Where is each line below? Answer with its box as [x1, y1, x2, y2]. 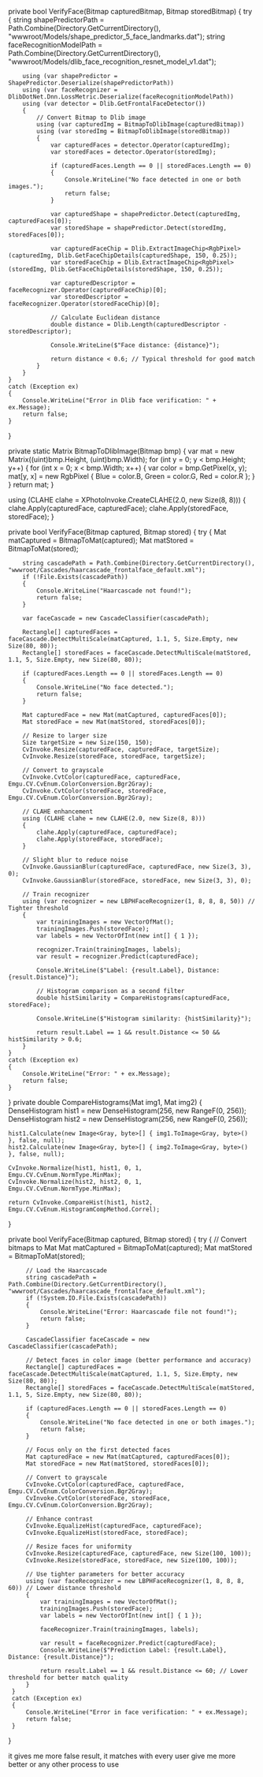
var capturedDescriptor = [50, 279, 135, 287]
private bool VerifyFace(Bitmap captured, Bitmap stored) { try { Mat [8, 528, 227, 536]
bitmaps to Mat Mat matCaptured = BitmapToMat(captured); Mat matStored [8, 1243, 253, 1252]
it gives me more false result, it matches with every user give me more [8, 1751, 236, 1760]
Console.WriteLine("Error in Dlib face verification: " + [22, 397, 217, 405]
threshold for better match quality [8, 1674, 128, 1682]
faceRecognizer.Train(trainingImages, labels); [39, 1626, 199, 1633]
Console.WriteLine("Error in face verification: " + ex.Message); [25, 1708, 248, 1716]
